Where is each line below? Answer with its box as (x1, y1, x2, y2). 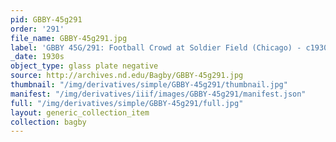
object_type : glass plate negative (10, 61, 159, 71)
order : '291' (10, 24, 65, 34)
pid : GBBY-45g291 (10, 14, 83, 25)
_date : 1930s (10, 52, 65, 62)
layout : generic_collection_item (10, 107, 150, 118)
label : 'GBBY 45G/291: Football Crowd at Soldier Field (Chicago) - (10, 42, 302, 53)
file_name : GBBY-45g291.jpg (10, 33, 128, 43)
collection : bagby (10, 117, 87, 127)
